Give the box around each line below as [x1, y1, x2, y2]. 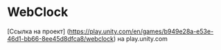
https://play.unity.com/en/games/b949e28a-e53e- [69, 27, 214, 35]
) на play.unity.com [113, 34, 168, 42]
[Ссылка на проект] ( [7, 27, 69, 35]
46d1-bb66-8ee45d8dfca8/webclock [7, 34, 114, 42]
